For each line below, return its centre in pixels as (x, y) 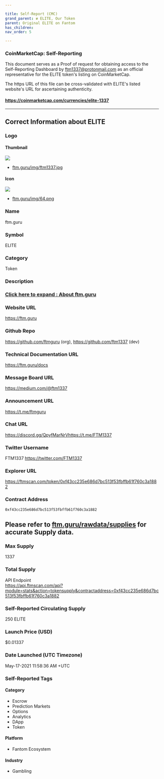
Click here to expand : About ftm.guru (51, 295)
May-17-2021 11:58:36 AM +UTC (37, 665)
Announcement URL (30, 401)
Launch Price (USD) (29, 632)
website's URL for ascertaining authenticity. (49, 89)
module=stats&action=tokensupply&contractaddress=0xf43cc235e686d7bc (82, 591)
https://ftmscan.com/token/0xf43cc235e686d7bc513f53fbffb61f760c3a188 (81, 481)
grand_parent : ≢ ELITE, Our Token (40, 18)
